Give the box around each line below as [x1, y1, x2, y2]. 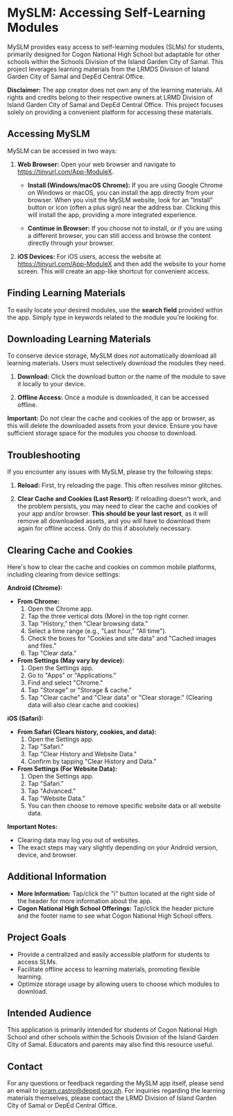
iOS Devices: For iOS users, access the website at [17, 252, 162, 260]
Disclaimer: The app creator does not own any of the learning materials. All [7, 86, 223, 94]
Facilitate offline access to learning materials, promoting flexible [17, 965, 200, 973]
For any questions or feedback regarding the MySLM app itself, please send [7, 1079, 224, 1087]
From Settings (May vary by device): [17, 656, 125, 664]
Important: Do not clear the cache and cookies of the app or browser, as [7, 414, 216, 422]
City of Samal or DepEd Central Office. [7, 1101, 118, 1110]
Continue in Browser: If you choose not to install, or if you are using [27, 224, 223, 232]
